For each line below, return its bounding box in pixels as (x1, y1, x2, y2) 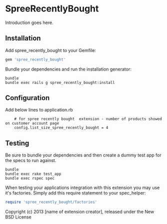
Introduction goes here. (5, 19, 53, 25)
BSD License (5, 214, 31, 220)
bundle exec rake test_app (5, 171, 61, 176)
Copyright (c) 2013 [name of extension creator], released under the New (5, 208, 154, 215)
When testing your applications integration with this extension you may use (5, 184, 160, 190)
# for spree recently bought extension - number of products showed (14, 116, 162, 121)
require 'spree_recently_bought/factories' (5, 199, 97, 205)
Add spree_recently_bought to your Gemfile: (5, 47, 96, 53)
